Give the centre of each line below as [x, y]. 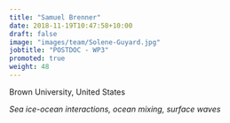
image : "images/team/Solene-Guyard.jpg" [85, 42]
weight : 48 [29, 67]
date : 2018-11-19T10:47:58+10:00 [71, 26]
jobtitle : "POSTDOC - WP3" [59, 50]
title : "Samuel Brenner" [55, 17]
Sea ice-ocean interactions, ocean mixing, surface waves [115, 109]
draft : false [33, 34]
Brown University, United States [67, 92]
